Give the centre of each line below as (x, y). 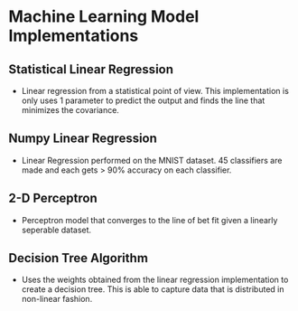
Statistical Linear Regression (91, 69)
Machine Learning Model (104, 17)
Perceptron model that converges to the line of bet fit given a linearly (149, 220)
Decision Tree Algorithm (78, 258)
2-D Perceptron (53, 198)
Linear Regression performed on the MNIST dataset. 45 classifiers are (152, 160)
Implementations (74, 36)
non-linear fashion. (57, 299)
